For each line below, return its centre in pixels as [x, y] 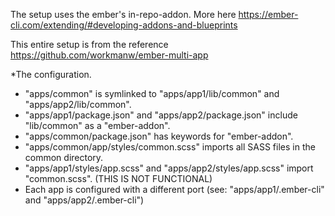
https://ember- [268, 14]
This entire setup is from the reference [89, 44]
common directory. [64, 157]
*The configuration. [51, 74]
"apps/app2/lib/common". [78, 104]
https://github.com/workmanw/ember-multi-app [109, 55]
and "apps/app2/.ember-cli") [84, 200]
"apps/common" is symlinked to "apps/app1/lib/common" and [152, 93]
